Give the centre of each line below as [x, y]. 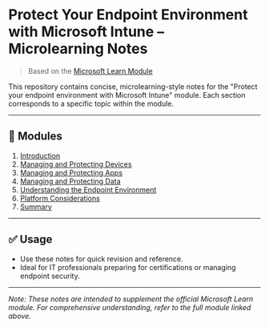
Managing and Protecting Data [70, 181]
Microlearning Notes [78, 49]
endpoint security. [50, 276]
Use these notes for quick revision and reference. [102, 259]
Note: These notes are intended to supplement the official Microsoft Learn [131, 299]
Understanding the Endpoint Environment [88, 189]
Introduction [40, 155]
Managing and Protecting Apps [71, 172]
